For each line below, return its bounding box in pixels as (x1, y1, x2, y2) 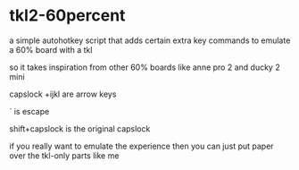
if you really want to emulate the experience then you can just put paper (9, 140, 274, 151)
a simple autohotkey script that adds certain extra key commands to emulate (9, 35, 291, 46)
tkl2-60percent (9, 5, 126, 26)
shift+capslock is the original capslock (9, 123, 151, 134)
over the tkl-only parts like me (9, 149, 120, 161)
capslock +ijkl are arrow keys (9, 89, 117, 99)
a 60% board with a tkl (9, 44, 93, 55)
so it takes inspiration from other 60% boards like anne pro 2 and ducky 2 (9, 62, 280, 72)
